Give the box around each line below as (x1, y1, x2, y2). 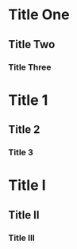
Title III (8, 232, 36, 243)
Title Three (8, 62, 52, 73)
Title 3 (8, 147, 33, 158)
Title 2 (8, 122, 40, 137)
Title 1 (8, 90, 48, 109)
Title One (8, 6, 70, 24)
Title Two (8, 38, 56, 51)
